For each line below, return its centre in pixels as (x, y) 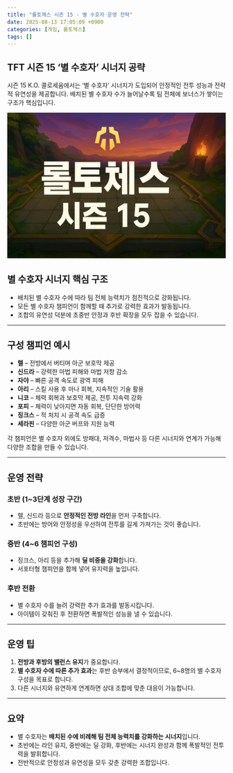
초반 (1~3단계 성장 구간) (45, 499)
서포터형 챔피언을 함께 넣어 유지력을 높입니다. (78, 569)
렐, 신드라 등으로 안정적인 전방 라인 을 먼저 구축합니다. (89, 516)
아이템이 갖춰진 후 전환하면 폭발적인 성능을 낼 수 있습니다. (95, 614)
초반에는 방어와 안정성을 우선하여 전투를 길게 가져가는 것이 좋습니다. (109, 524)
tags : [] (20, 37)
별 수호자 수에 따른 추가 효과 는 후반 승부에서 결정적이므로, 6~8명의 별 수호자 (119, 671)
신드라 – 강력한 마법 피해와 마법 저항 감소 (72, 372)
